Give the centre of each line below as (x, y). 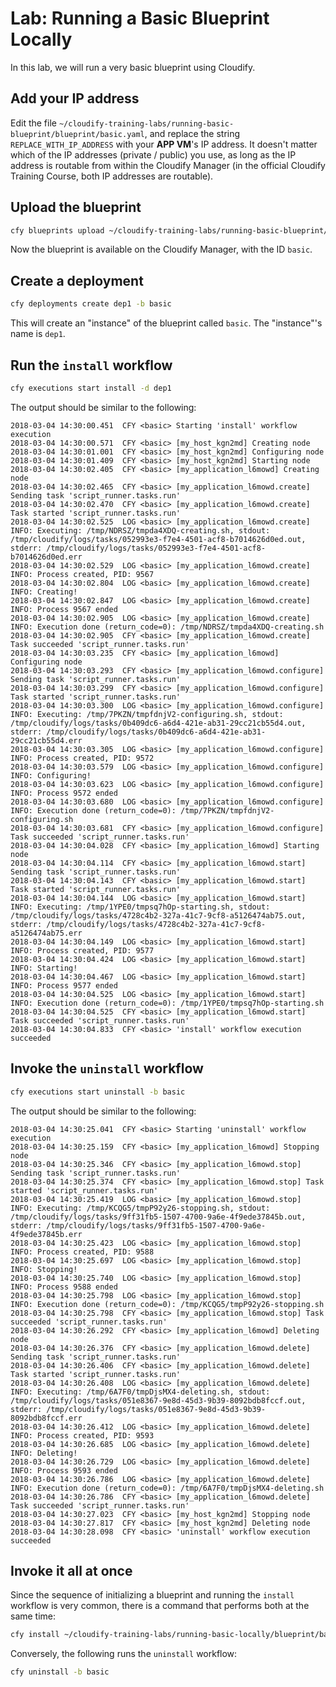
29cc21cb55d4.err (46, 740)
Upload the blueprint (76, 207)
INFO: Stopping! (44, 1269)
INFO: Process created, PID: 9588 (82, 1252)
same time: (33, 1616)
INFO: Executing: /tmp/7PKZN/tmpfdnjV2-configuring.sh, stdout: (147, 714)
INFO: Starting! (44, 968)
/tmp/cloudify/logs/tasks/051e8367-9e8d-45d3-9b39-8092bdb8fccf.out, (158, 1400)
